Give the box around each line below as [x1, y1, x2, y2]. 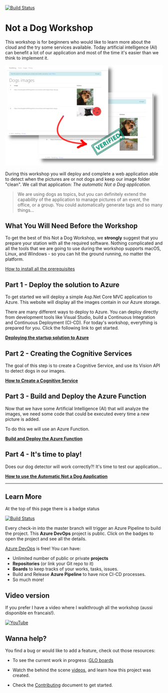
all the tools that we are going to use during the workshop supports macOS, [5, 246, 161, 252]
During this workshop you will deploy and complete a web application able [5, 171, 158, 177]
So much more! [12, 576, 44, 583]
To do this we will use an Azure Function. [5, 426, 90, 432]
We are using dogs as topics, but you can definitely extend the [17, 191, 146, 197]
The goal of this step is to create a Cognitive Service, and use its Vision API [5, 363, 160, 369]
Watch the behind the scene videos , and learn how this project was [12, 667, 151, 673]
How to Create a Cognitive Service [5, 378, 78, 384]
